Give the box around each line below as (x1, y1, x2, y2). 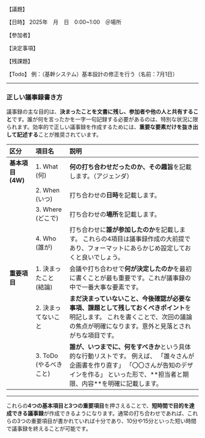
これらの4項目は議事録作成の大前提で (82, 235, 191, 243)
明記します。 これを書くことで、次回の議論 (69, 313, 193, 322)
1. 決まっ (35, 265, 61, 273)
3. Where (35, 205, 62, 214)
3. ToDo (35, 352, 59, 360)
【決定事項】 (6, 45, 38, 51)
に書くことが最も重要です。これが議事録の (69, 274, 191, 282)
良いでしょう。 (81, 253, 124, 262)
